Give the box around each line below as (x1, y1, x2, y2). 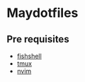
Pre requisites (6, 33, 69, 45)
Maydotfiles (6, 5, 79, 21)
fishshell (16, 52, 42, 60)
